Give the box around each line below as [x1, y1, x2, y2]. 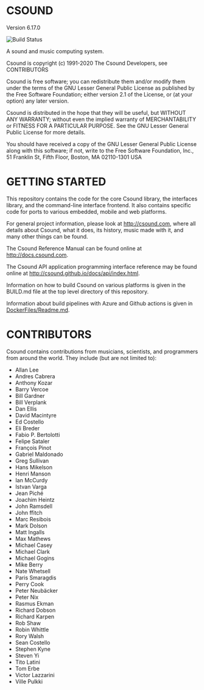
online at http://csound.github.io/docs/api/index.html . [6, 270, 140, 277]
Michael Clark [15, 548, 51, 555]
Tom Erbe [15, 664, 40, 672]
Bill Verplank [15, 398, 47, 406]
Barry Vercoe [15, 386, 49, 393]
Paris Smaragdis [15, 574, 57, 581]
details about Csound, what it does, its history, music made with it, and [6, 226, 184, 233]
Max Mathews [15, 535, 51, 542]
